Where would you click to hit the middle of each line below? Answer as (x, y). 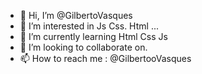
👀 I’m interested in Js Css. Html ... (89, 26)
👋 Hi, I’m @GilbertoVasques (76, 15)
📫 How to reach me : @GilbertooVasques (105, 58)
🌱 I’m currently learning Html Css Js (93, 36)
